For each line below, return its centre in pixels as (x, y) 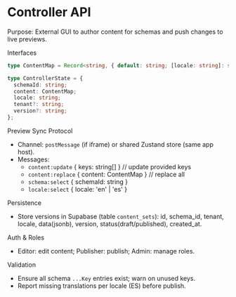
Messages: (33, 159)
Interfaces (22, 53)
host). (26, 152)
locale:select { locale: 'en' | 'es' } (78, 189)
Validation (22, 265)
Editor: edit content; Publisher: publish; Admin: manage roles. (106, 251)
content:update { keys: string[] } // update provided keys (110, 166)
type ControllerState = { (45, 78)
